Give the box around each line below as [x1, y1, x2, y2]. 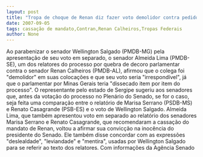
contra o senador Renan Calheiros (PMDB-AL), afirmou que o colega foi [6, 67, 185, 74]
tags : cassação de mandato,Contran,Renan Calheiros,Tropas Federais [6, 25, 182, 32]
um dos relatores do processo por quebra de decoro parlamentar [18, 61, 180, 68]
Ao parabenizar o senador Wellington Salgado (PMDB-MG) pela [6, 48, 165, 55]
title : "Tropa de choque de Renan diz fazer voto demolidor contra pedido [6, 14, 199, 21]
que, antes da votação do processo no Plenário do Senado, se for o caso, [6, 93, 189, 100]
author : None [6, 31, 39, 37]
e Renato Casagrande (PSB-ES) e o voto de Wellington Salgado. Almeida [6, 106, 187, 113]
